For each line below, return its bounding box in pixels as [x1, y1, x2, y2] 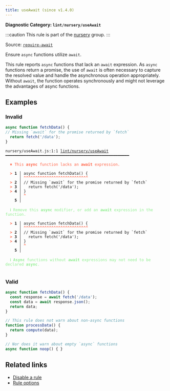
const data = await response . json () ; [10, 299, 91, 304]
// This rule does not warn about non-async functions [5, 318, 125, 323]
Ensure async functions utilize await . [5, 51, 82, 57]
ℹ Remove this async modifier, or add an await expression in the [10, 207, 154, 213]
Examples [5, 98, 37, 107]
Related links [5, 361, 48, 369]
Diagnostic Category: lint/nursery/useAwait [5, 22, 101, 28]
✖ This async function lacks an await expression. [10, 162, 120, 167]
